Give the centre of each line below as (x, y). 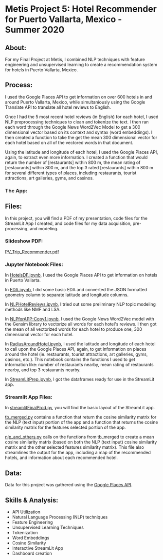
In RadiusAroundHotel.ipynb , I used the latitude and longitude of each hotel (80, 344)
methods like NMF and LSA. (33, 310)
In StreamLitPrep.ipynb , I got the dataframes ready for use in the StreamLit (80, 380)
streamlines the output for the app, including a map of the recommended (78, 453)
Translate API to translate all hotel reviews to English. (58, 107)
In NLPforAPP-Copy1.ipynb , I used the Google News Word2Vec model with (80, 319)
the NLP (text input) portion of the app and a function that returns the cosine (81, 422)
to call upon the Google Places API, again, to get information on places (76, 349)
